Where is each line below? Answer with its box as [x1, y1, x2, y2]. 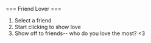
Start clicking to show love [14, 24, 82, 30]
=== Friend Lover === [5, 5, 62, 12]
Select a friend [14, 17, 52, 24]
